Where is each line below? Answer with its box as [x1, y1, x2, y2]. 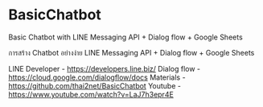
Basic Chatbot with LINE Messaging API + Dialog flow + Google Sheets [8, 32, 243, 42]
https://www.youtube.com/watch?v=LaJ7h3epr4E [8, 89, 175, 99]
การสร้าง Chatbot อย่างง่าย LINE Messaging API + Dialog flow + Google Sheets [8, 47, 255, 57]
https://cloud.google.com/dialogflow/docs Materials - [8, 72, 187, 82]
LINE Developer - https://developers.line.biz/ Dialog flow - [8, 64, 201, 73]
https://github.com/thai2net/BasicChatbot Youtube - [8, 80, 181, 90]
